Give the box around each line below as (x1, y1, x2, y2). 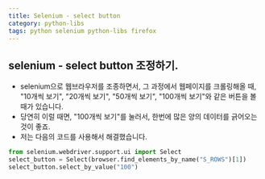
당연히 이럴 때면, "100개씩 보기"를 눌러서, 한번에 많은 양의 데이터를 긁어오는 (19, 112, 258, 122)
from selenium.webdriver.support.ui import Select (8, 148, 182, 156)
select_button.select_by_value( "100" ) (8, 163, 139, 171)
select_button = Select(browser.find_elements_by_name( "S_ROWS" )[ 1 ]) (8, 156, 247, 164)
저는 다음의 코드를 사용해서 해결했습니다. (19, 132, 147, 142)
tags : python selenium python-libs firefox (8, 27, 157, 35)
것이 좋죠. (19, 122, 51, 131)
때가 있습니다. (19, 102, 64, 111)
